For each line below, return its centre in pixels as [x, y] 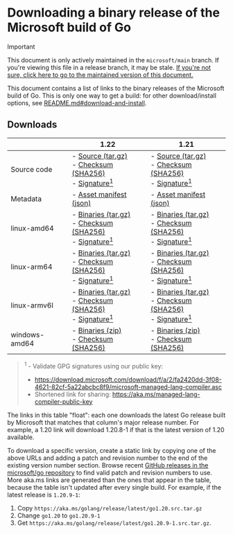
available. [21, 437]
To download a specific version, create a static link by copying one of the [112, 450]
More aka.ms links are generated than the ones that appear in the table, [109, 480]
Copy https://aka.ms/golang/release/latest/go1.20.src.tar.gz [110, 508]
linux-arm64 [32, 267]
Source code [32, 170]
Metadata [26, 199]
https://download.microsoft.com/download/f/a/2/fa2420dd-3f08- [128, 380]
